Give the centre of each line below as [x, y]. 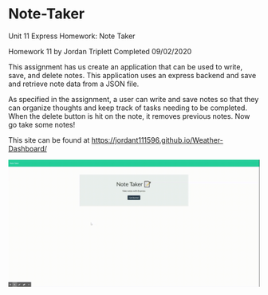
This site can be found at [49, 140]
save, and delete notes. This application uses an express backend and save [132, 75]
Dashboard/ [28, 148]
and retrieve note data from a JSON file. [74, 84]
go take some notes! [42, 124]
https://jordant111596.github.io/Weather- [157, 140]
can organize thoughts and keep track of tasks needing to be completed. [128, 108]
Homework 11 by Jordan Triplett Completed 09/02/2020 [100, 51]
